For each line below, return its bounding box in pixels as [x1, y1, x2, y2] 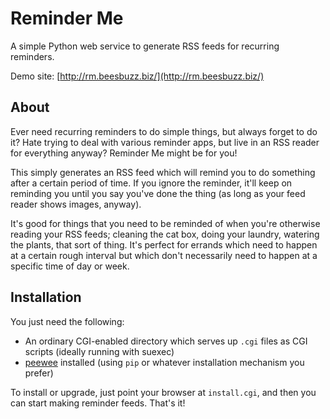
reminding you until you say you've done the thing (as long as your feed [10, 187, 306, 199]
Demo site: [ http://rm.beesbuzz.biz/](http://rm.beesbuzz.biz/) [10, 70, 265, 82]
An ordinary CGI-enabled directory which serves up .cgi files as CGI [24, 335, 308, 347]
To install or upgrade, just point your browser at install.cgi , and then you [10, 386, 317, 398]
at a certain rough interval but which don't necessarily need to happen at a [10, 249, 318, 261]
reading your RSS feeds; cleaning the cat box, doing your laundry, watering [10, 228, 320, 240]
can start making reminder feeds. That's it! [10, 397, 186, 409]
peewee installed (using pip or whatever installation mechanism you [24, 356, 305, 368]
